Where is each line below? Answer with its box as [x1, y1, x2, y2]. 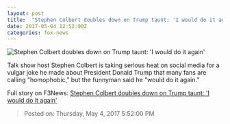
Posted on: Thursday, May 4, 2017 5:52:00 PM [23, 110, 155, 118]
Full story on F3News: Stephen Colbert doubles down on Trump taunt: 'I [7, 89, 210, 97]
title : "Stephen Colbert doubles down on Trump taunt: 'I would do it [7, 16, 216, 23]
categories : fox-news [7, 29, 69, 36]
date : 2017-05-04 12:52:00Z [7, 23, 88, 29]
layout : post [7, 10, 44, 17]
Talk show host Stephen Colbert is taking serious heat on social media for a [7, 61, 220, 69]
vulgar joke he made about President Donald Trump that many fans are [7, 69, 207, 77]
